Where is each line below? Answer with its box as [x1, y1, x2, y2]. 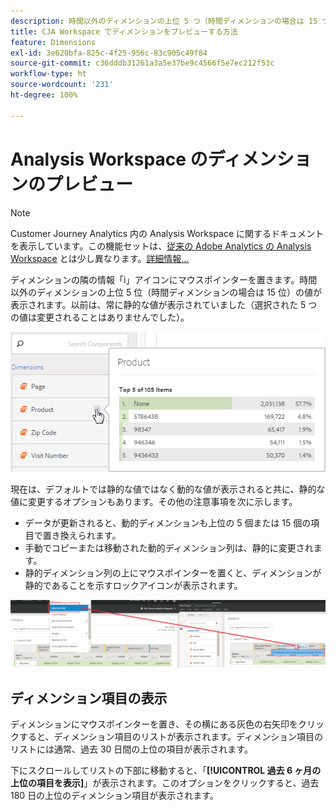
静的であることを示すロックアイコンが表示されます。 [24, 580, 243, 592]
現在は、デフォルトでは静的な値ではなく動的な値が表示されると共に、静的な [10, 483, 326, 495]
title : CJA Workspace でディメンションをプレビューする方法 [10, 26, 238, 37]
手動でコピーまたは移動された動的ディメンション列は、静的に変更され [24, 542, 314, 554]
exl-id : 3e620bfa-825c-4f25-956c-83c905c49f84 [10, 48, 208, 58]
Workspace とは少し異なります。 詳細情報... [10, 252, 190, 264]
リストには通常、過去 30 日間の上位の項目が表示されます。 [10, 743, 253, 755]
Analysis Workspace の [10, 148, 208, 170]
